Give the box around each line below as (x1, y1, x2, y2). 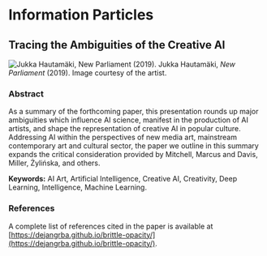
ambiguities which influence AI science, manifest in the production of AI (8, 115, 249, 125)
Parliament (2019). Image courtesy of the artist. (8, 68, 167, 78)
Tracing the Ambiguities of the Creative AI (8, 38, 226, 52)
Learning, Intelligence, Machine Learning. (8, 182, 148, 192)
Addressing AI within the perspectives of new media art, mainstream (8, 132, 238, 143)
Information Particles (8, 6, 154, 24)
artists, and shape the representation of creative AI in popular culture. (8, 124, 241, 134)
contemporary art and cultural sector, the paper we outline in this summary (8, 141, 260, 151)
